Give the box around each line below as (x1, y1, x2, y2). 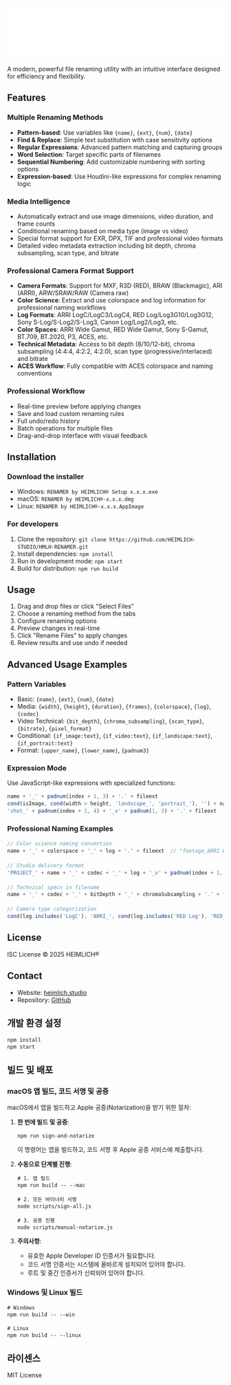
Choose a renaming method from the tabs (16, 609, 136, 618)
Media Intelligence (7, 197, 71, 206)
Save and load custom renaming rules (16, 409, 125, 417)
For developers (7, 519, 59, 529)
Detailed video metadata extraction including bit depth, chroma (16, 241, 196, 250)
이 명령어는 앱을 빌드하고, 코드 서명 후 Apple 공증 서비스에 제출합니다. (16, 1146, 204, 1154)
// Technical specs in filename (7, 884, 100, 891)
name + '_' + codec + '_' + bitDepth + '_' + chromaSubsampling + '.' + (7, 891, 220, 898)
